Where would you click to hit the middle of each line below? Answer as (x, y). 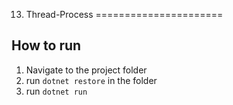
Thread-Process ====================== (124, 14)
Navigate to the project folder (86, 70)
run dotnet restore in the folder (91, 80)
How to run (46, 45)
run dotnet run (56, 91)
